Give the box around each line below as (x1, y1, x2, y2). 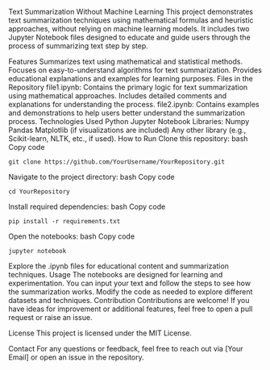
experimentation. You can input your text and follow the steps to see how (8, 278, 251, 288)
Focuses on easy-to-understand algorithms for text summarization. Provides (8, 65, 262, 75)
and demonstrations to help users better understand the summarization (8, 108, 246, 118)
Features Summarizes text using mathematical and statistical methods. (8, 56, 243, 66)
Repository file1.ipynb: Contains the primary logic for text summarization (8, 82, 248, 92)
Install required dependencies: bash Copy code (8, 202, 166, 211)
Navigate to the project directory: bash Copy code (8, 173, 175, 181)
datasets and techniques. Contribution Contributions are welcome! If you (8, 296, 250, 305)
